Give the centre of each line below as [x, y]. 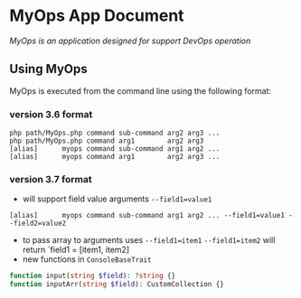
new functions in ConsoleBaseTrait [87, 259]
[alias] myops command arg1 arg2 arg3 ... [115, 157]
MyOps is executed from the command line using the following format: [141, 90]
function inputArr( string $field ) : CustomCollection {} [117, 284]
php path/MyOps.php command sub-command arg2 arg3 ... [115, 133]
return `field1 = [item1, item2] [75, 250]
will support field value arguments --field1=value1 [117, 199]
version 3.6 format [51, 114]
